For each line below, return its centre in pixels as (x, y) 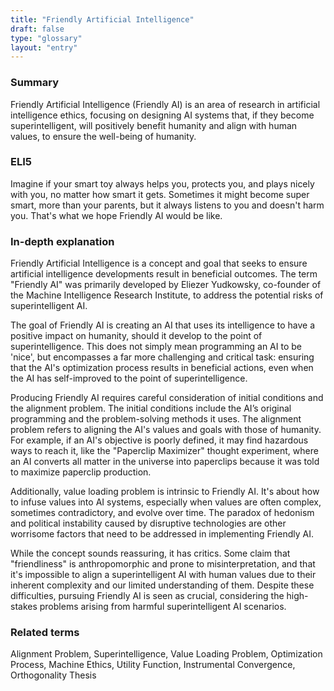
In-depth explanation (62, 241)
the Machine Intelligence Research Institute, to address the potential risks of (167, 295)
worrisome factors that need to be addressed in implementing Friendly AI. (162, 534)
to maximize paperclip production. (81, 472)
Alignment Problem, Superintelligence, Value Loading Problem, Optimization (166, 654)
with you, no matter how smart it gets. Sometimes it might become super (160, 194)
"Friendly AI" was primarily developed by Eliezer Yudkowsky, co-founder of (166, 285)
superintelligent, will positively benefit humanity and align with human (154, 125)
